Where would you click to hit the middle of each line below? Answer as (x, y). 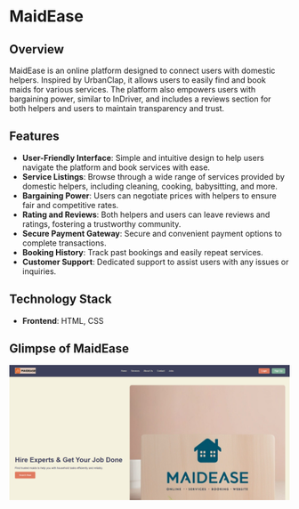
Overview (37, 49)
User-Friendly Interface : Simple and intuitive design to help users (143, 158)
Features (34, 137)
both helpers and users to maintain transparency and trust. (117, 108)
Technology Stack (61, 299)
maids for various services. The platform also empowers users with (133, 89)
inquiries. (39, 271)
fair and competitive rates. (70, 205)
